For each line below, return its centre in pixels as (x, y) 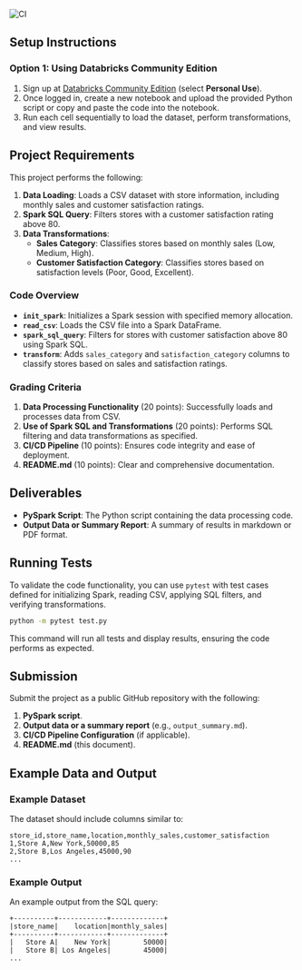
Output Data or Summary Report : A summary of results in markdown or (157, 525)
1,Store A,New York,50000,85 (64, 844)
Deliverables (46, 494)
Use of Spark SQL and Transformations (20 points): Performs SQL (148, 426)
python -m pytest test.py (58, 621)
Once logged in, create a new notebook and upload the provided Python (157, 98)
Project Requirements (72, 156)
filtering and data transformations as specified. (110, 436)
